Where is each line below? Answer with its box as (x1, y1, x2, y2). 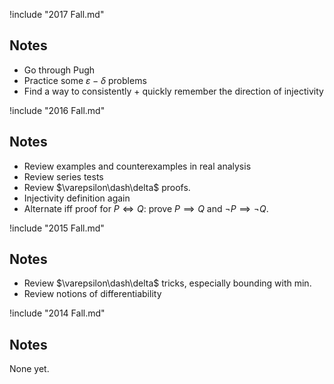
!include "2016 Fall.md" (9, 104, 106, 116)
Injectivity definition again (23, 192, 131, 204)
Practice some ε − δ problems (23, 74, 147, 86)
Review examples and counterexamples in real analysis (23, 160, 252, 172)
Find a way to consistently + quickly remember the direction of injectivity (23, 85, 324, 97)
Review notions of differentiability (23, 288, 162, 300)
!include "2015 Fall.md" (9, 222, 105, 234)
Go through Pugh (23, 64, 96, 76)
